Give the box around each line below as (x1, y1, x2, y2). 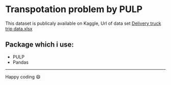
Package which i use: (5, 40, 74, 49)
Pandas (12, 59, 29, 65)
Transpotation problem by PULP (5, 4, 142, 15)
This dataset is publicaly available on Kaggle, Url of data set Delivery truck (5, 20, 161, 26)
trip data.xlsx (5, 25, 33, 31)
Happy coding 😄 (5, 73, 41, 79)
